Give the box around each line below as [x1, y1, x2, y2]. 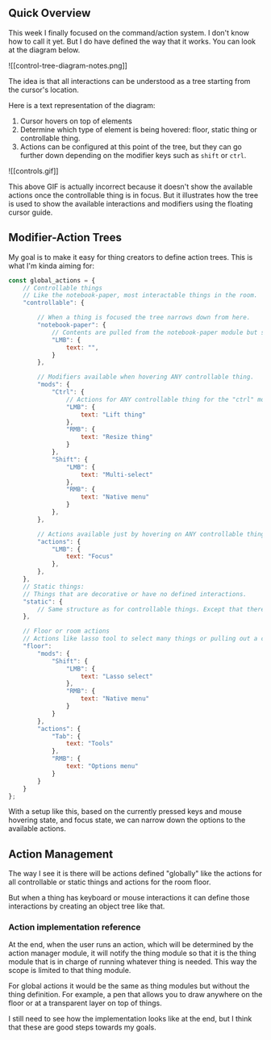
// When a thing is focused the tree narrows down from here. [37, 314, 251, 322]
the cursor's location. [8, 85, 79, 94]
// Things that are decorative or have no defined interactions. [23, 590, 248, 598]
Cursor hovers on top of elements [19, 116, 133, 126]
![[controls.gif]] [8, 165, 59, 176]
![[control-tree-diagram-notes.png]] [8, 61, 127, 70]
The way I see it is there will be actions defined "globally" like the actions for [8, 869, 262, 879]
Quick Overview [8, 6, 91, 20]
